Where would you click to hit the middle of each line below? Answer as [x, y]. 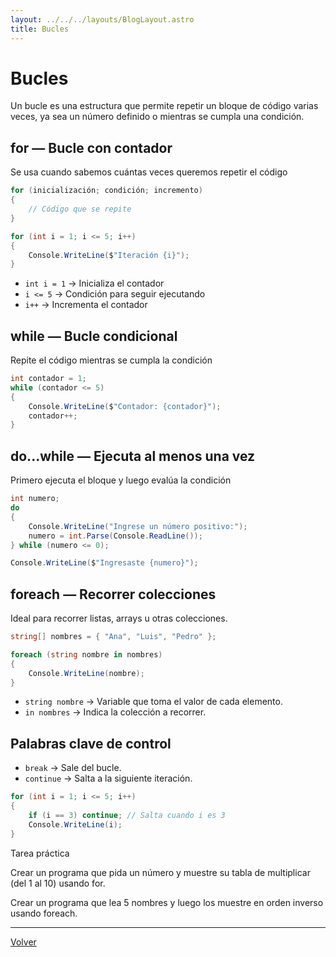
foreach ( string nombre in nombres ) [86, 654]
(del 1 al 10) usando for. [58, 883]
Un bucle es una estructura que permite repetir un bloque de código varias [164, 106]
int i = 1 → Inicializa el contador [94, 283]
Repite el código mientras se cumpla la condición [111, 360]
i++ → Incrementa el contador [86, 305]
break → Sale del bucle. [73, 768]
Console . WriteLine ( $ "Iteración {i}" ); [109, 255]
